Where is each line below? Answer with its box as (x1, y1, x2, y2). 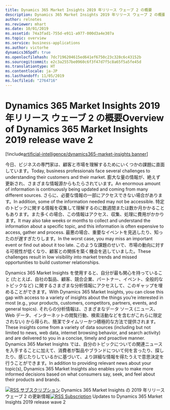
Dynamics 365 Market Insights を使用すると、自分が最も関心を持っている (5, 270, 158, 276)
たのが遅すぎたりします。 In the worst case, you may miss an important (5, 235, 153, 241)
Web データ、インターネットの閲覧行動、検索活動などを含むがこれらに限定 (5, 312, 162, 318)
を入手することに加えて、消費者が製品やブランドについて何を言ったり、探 (5, 347, 160, 353)
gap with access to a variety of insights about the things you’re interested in (5, 294, 163, 301)
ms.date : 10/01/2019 (5, 26, 49, 31)
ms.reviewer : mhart (5, 21, 47, 27)
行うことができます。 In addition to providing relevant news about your (5, 360, 152, 366)
